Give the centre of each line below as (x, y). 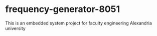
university (16, 28)
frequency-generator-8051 (63, 9)
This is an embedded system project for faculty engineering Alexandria (78, 23)
